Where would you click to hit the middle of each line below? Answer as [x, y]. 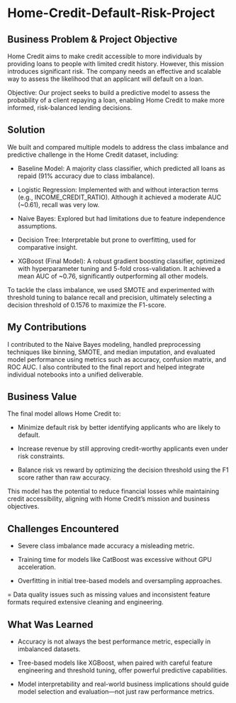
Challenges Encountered [63, 529]
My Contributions [47, 327]
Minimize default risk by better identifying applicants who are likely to [119, 428]
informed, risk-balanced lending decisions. [70, 107]
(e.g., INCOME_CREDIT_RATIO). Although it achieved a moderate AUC [119, 197]
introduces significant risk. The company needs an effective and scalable [114, 71]
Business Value [42, 397]
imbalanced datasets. [49, 649]
